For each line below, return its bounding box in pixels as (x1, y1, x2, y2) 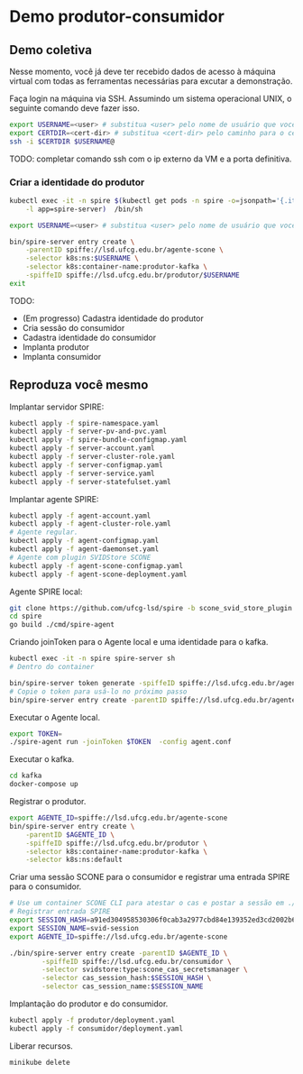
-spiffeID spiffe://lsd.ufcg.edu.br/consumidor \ (41, 957, 232, 966)
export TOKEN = (9, 729, 63, 739)
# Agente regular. (9, 528, 78, 537)
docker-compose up (9, 780, 78, 789)
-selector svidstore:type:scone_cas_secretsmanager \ (41, 965, 248, 975)
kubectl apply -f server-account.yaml (9, 444, 155, 453)
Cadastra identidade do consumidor (22, 332, 156, 343)
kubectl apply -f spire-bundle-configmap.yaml (9, 436, 188, 445)
